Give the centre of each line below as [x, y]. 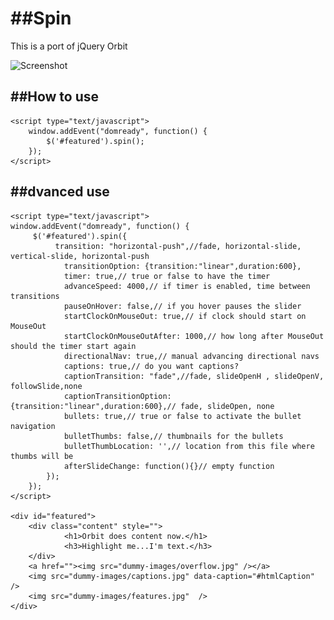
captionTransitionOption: [117, 396]
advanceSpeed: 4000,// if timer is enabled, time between [187, 286]
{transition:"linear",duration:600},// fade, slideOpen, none [142, 406]
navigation [33, 426]
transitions [35, 296]
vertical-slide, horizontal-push [80, 256]
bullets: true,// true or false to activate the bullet [182, 416]
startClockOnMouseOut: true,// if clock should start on [185, 316]
